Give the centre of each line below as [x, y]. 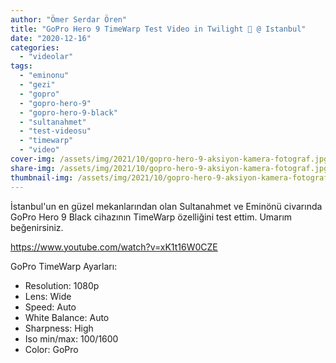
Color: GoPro [51, 349]
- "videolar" [46, 57]
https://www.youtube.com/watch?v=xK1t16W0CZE [114, 247]
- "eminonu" [44, 76]
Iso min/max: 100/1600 [71, 338]
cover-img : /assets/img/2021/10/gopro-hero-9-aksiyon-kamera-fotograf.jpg [169, 159]
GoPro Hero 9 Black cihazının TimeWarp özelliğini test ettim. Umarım [151, 217]
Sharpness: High [59, 328]
